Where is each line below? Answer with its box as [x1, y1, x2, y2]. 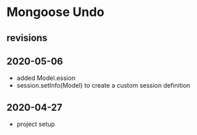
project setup [16, 120, 55, 129]
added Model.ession [16, 74, 76, 82]
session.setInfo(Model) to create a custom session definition [16, 81, 191, 90]
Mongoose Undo [6, 4, 105, 20]
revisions [6, 32, 48, 44]
